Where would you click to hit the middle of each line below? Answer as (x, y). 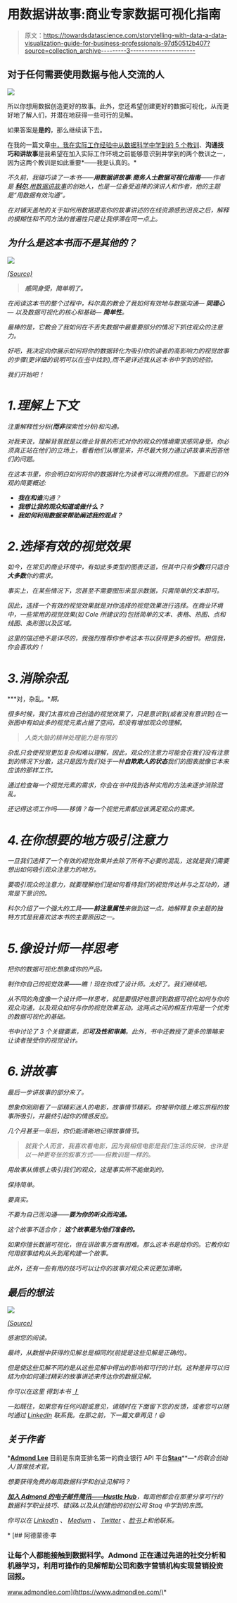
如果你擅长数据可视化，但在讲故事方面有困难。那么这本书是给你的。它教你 (115, 1245)
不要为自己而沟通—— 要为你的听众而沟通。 (69, 1214)
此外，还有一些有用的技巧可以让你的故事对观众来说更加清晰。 (97, 1269)
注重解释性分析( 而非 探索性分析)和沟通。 (65, 426)
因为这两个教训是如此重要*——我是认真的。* (72, 162)
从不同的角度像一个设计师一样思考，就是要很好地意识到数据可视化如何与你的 (118, 999)
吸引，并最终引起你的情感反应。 (66, 1116)
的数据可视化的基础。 (38, 1017)
